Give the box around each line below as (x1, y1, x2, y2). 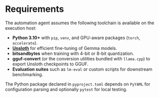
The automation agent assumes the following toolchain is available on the (5, 20, 155, 26)
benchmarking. (12, 71, 43, 77)
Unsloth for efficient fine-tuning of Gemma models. (12, 45, 118, 51)
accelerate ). (12, 40, 38, 46)
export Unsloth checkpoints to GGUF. (12, 61, 89, 67)
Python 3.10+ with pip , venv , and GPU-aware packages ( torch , (12, 35, 141, 41)
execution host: (5, 25, 37, 31)
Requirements (5, 3, 64, 15)
